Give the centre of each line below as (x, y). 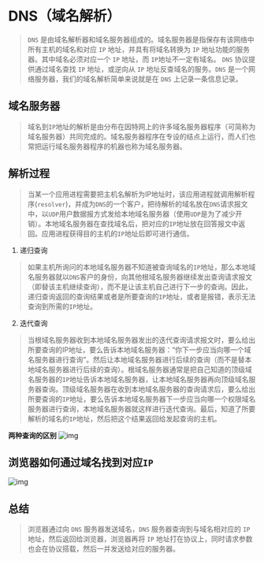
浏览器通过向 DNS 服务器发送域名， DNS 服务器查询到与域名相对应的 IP (139, 529)
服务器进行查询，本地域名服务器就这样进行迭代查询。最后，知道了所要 (141, 409)
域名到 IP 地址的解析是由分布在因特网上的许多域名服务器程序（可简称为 (141, 126)
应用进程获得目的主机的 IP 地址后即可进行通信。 (118, 233)
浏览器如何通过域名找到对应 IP (81, 462)
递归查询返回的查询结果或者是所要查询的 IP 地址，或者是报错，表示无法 (141, 296)
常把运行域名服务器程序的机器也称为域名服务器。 (107, 146)
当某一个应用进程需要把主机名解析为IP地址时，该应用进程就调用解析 (138, 194)
